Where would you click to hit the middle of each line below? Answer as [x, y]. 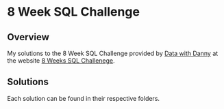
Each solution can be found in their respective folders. [83, 98]
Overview [28, 37]
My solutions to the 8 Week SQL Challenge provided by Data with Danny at [113, 53]
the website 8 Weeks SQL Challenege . [61, 61]
